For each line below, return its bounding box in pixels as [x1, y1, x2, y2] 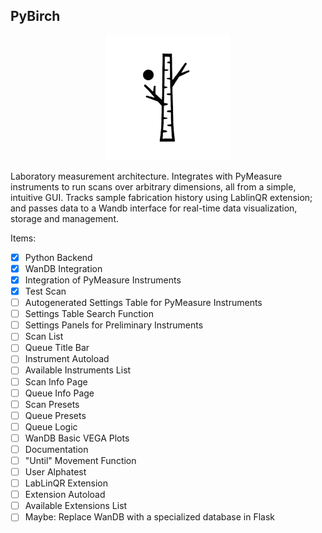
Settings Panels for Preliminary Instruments [24, 319, 204, 331]
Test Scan [24, 285, 67, 297]
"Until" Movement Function [24, 454, 137, 466]
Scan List [24, 330, 64, 343]
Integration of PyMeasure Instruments [24, 274, 182, 286]
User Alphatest [24, 466, 87, 478]
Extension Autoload [24, 489, 106, 501]
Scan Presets [24, 398, 80, 410]
